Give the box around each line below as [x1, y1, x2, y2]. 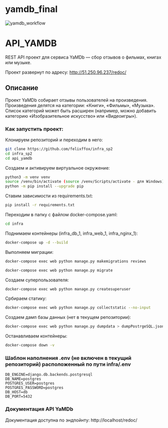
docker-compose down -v [5, 343, 55, 348]
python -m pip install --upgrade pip [5, 184, 84, 189]
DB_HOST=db [5, 389, 28, 395]
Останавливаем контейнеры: [5, 333, 67, 339]
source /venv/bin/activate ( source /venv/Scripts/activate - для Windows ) [5, 179, 164, 184]
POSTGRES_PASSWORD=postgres [5, 385, 64, 390]
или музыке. [5, 59, 31, 66]
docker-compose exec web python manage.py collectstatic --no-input [5, 305, 151, 310]
